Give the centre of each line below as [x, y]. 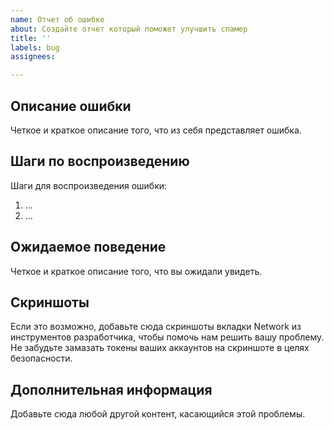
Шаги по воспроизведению [100, 161]
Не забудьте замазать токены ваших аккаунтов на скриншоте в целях [160, 348]
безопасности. [41, 358]
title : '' [31, 38]
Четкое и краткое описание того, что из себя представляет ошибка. [156, 130]
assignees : [33, 57]
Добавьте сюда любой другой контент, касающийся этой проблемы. [158, 414]
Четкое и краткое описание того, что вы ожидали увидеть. [136, 271]
